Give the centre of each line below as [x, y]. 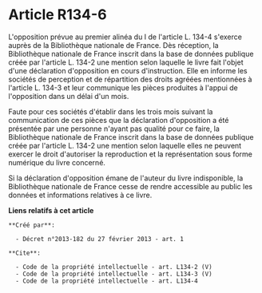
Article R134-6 [58, 15]
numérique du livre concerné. [57, 162]
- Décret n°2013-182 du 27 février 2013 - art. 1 [99, 239]
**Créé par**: [32, 225]
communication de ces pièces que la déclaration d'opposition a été [119, 120]
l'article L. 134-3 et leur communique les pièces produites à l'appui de [123, 87]
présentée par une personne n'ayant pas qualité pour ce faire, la [114, 129]
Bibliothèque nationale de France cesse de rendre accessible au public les [131, 186]
